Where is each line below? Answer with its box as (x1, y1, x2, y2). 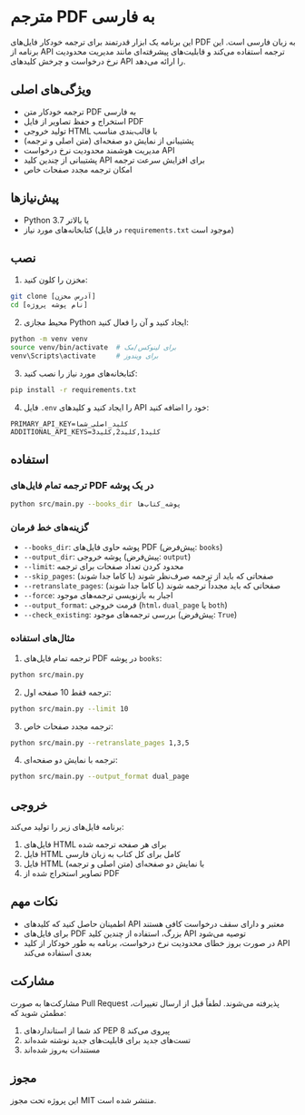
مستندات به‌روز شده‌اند (23, 1044, 101, 1055)
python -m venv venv (10, 334, 89, 344)
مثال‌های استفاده (10, 632, 75, 645)
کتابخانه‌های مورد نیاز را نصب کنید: (23, 368, 138, 379)
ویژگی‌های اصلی (10, 82, 92, 97)
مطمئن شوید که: (10, 1007, 67, 1018)
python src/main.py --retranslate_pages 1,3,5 (10, 738, 190, 747)
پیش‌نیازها (10, 191, 60, 206)
